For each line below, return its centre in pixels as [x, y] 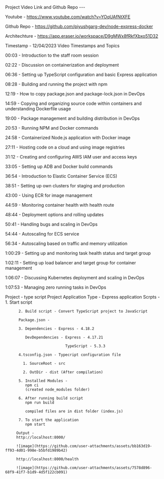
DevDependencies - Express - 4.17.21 [64, 337]
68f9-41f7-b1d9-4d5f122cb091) [37, 472]
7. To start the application [48, 420]
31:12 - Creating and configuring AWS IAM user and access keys [71, 157]
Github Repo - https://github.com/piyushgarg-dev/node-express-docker [79, 26]
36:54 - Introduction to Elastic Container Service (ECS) [61, 176]
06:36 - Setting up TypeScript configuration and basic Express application [81, 75]
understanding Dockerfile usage [38, 109]
